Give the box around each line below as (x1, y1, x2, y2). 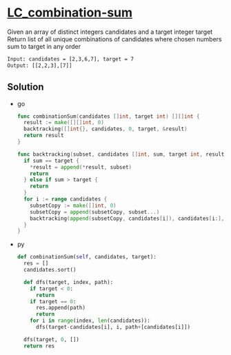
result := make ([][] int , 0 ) (23, 119, 105, 126)
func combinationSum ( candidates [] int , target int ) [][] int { (17, 112, 200, 120)
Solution (7, 81, 44, 93)
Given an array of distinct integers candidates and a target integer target (7, 28, 213, 36)
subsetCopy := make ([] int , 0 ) (30, 202, 117, 209)
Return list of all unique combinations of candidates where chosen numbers (7, 34, 222, 43)
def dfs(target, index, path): (23, 278, 114, 285)
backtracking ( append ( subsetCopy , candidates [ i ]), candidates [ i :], (30, 215, 225, 222)
